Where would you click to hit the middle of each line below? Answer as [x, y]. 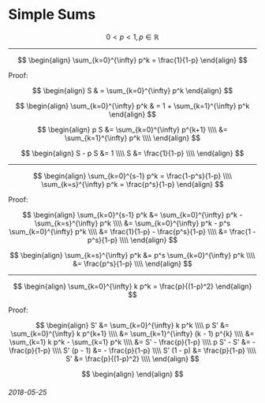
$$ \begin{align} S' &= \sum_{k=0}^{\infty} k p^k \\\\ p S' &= [132, 325]
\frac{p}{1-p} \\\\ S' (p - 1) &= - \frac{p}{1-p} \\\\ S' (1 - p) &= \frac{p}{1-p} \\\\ [132, 350]
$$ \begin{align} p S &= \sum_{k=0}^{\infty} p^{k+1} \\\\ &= [132, 129]
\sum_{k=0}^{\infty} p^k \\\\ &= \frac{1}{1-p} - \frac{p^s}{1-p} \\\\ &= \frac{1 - [132, 231]
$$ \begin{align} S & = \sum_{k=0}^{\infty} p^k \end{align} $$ [132, 90]
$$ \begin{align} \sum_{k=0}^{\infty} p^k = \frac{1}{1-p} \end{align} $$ [132, 60]
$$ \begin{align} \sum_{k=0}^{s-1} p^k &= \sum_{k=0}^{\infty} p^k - [132, 215]
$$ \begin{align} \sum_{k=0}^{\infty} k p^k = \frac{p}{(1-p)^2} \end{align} [132, 286]
